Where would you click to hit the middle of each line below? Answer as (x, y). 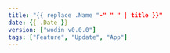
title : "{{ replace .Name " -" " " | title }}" (85, 15)
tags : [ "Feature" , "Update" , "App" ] (68, 37)
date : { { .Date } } (38, 23)
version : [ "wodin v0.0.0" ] (52, 30)
